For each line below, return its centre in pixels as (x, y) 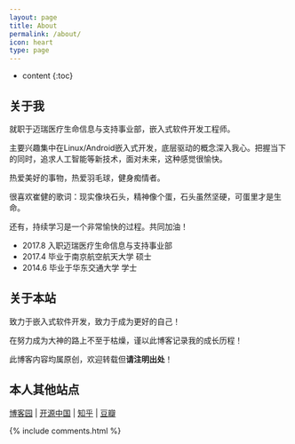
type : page (29, 51)
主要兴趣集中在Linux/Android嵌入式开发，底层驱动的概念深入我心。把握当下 (148, 147)
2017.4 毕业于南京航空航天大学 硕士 (87, 256)
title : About (33, 26)
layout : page (33, 17)
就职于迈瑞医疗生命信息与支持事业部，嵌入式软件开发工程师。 (122, 129)
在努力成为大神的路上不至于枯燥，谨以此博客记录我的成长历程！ (126, 340)
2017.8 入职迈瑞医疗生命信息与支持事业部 (97, 245)
